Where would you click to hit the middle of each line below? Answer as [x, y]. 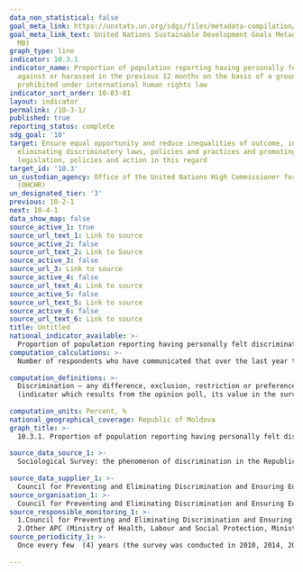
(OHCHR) [32, 186]
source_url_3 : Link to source [66, 269]
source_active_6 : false [54, 311]
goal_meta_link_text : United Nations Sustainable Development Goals [141, 34]
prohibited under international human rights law [112, 85]
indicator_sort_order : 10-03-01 [70, 93]
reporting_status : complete [62, 127]
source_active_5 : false [54, 294]
